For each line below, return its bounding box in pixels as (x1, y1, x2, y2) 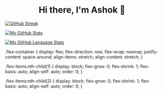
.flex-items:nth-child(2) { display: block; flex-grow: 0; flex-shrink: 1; (5, 78, 140, 84)
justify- (143, 49, 159, 55)
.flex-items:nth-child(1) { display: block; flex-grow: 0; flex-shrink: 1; (5, 63, 139, 69)
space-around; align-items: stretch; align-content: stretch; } (22, 54, 143, 60)
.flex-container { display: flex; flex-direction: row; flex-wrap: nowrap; (5, 49, 143, 55)
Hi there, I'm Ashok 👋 (39, 4, 125, 16)
